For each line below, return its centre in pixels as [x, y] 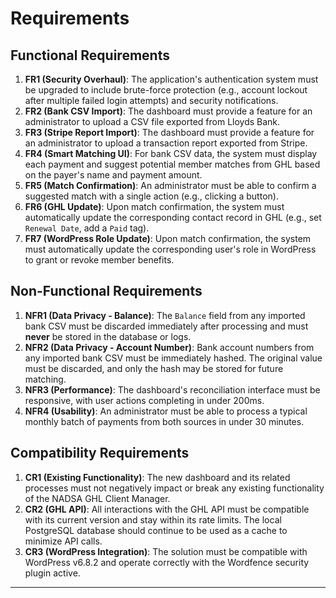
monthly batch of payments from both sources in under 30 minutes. [164, 421]
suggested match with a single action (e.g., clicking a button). [151, 196]
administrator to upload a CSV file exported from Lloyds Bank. [152, 121]
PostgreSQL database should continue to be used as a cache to [156, 530]
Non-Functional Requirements [106, 291]
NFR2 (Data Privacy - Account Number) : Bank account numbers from [169, 347]
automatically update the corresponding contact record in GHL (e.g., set [173, 217]
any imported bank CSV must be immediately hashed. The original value [173, 358]
